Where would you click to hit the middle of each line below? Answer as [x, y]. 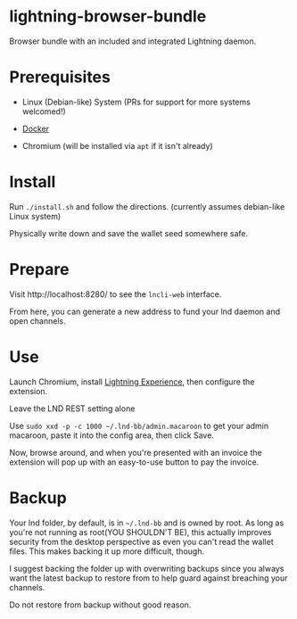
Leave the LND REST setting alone [72, 409]
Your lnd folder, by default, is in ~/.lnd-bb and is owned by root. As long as [147, 523]
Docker [36, 128]
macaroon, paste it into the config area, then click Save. [111, 435]
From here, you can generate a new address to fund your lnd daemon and [145, 311]
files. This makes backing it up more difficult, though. [107, 551]
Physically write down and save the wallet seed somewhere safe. [129, 233]
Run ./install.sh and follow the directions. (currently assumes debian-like [147, 206]
